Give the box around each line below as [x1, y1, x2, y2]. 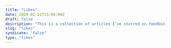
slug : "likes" [5, 26, 36, 31]
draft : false [5, 16, 33, 21]
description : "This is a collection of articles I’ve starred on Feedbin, [5, 21, 167, 26]
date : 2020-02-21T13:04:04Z [5, 12, 65, 17]
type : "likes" [5, 35, 36, 40]
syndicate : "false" [5, 30, 47, 35]
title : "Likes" [5, 7, 38, 12]
